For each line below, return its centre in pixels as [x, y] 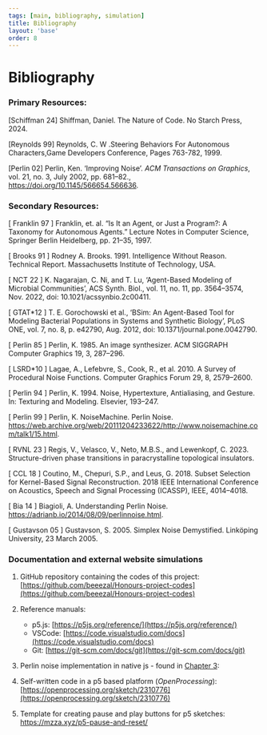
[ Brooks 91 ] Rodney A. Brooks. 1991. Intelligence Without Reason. [118, 256]
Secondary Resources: [54, 206]
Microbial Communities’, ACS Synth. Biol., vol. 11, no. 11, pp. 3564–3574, [126, 288]
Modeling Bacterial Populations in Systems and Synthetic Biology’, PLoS [127, 321]
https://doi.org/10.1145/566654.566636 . [74, 185]
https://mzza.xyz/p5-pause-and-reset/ [84, 722]
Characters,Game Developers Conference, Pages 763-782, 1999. [115, 152]
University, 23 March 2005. [53, 539]
